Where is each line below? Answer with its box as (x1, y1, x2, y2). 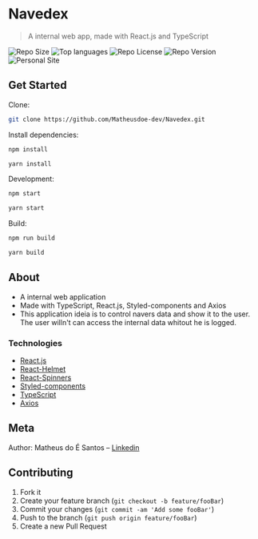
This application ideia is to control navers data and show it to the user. (19, 309, 250, 319)
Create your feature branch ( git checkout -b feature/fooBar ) (19, 496, 224, 505)
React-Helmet (19, 364, 66, 373)
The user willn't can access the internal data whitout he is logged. (19, 317, 237, 327)
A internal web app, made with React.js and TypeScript (27, 31, 209, 41)
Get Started (8, 78, 67, 92)
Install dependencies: (8, 130, 79, 139)
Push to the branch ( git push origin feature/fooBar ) (19, 513, 197, 522)
